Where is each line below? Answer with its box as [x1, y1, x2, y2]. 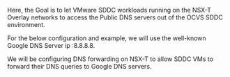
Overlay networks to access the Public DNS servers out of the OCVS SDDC [7, 13, 223, 22]
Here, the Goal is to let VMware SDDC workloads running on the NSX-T [7, 6, 211, 14]
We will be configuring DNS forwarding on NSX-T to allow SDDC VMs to [7, 55, 214, 63]
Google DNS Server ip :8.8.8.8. [7, 42, 95, 49]
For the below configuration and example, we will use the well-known [7, 34, 207, 42]
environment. [7, 21, 45, 28]
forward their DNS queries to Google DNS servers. [7, 62, 152, 70]
